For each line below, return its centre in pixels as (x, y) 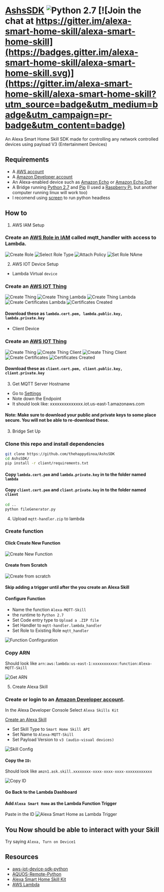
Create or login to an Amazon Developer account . (65, 699)
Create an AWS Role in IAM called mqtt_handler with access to (81, 237)
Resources (22, 857)
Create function (24, 531)
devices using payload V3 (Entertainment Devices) (56, 144)
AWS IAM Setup (28, 225)
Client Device (26, 329)
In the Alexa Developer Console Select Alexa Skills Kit (62, 710)
